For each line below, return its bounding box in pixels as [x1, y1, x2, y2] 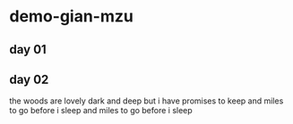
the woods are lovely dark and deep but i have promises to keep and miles [9, 95, 284, 106]
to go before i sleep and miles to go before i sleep [9, 105, 193, 116]
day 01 [9, 42, 47, 57]
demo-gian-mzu [9, 6, 134, 27]
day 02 [9, 71, 49, 87]
